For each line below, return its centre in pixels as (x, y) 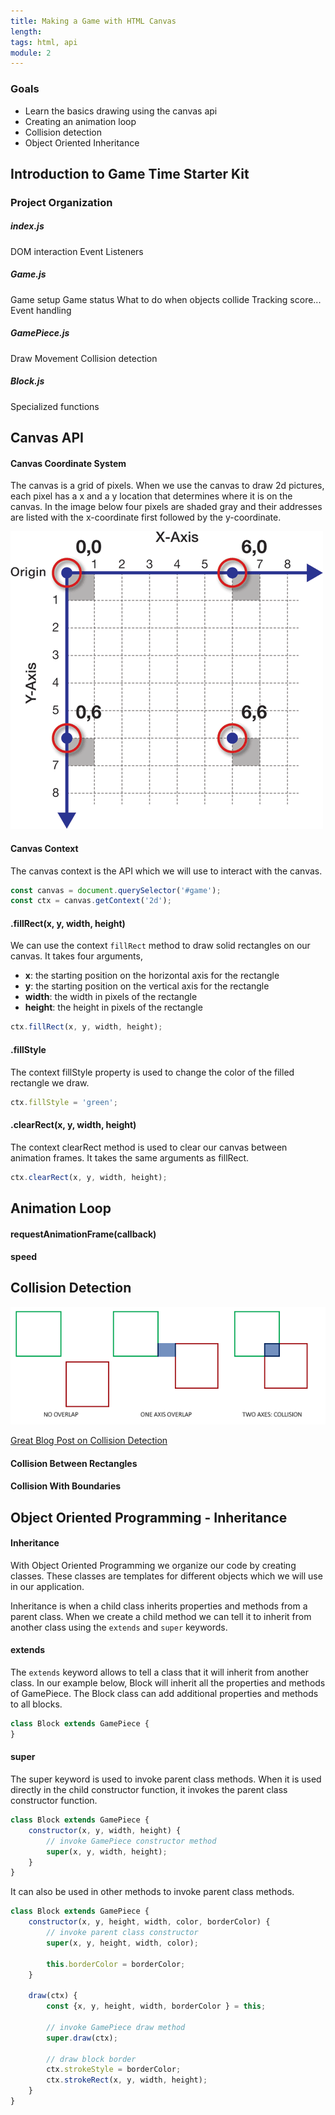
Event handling (41, 310)
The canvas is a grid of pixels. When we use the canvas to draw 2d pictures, (167, 486)
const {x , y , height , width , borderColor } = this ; (156, 2006)
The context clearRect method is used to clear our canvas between (149, 1147)
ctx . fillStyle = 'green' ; (64, 1102)
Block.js (27, 381)
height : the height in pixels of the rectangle (113, 1007)
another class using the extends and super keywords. (119, 1627)
